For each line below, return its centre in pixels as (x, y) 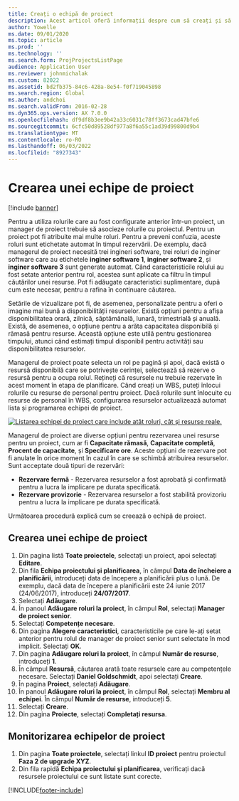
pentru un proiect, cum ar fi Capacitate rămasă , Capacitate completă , (112, 442)
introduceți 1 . (37, 661)
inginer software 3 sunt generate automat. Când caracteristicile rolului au (116, 267)
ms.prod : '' (26, 47)
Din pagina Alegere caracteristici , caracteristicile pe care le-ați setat (119, 631)
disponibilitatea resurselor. (47, 349)
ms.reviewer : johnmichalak (48, 73)
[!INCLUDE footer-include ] (46, 790)
